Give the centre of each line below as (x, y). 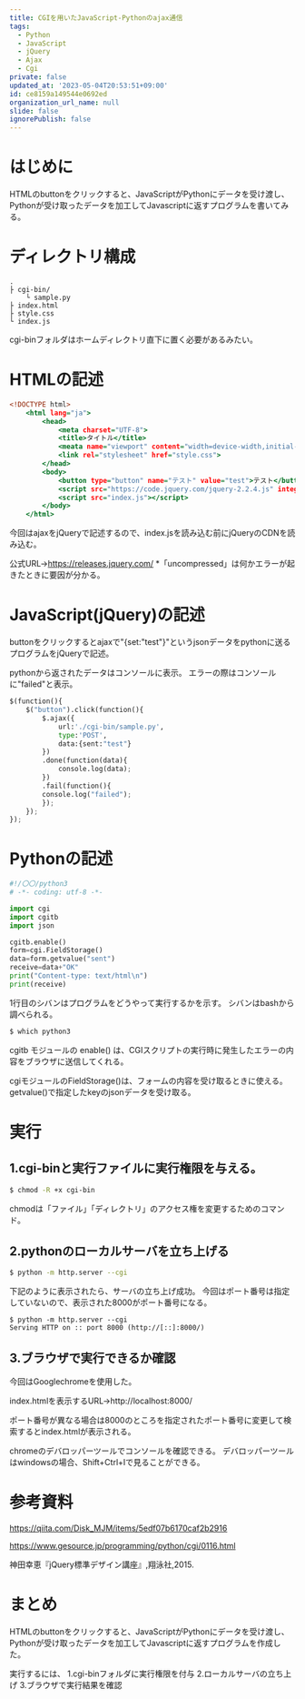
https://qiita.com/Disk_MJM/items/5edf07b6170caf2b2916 (118, 1528)
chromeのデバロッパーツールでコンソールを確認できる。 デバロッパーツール (152, 1451)
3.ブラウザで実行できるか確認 (93, 1357)
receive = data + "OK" (44, 968)
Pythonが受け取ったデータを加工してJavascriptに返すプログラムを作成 (142, 1643)
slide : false (34, 111)
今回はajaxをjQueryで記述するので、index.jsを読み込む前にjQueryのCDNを (148, 533)
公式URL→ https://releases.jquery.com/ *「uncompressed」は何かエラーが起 (152, 564)
